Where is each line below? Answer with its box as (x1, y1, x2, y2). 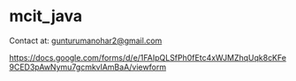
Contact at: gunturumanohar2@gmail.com (9, 35, 163, 46)
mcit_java (9, 6, 83, 26)
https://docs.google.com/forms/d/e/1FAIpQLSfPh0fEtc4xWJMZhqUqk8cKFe (9, 52, 287, 63)
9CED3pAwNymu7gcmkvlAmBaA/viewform (9, 62, 166, 72)
